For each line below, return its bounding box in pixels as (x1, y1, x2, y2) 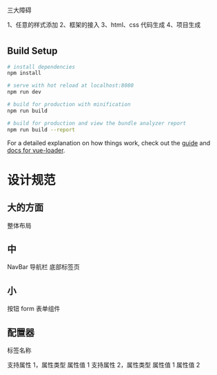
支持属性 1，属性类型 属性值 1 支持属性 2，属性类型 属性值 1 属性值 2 (7, 361, 200, 369)
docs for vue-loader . (7, 146, 65, 154)
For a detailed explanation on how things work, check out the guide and (7, 138, 211, 147)
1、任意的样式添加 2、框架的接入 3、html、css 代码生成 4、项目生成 (7, 21, 201, 29)
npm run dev (7, 89, 41, 96)
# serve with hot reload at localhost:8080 (7, 82, 134, 89)
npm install (7, 69, 41, 77)
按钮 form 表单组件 (7, 305, 61, 313)
